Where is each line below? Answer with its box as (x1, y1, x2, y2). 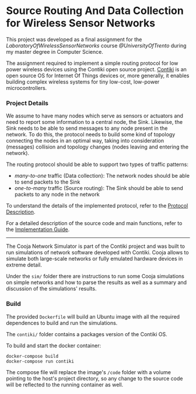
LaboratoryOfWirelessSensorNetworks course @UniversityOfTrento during (6, 42, 187, 49)
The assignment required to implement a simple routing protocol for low (6, 60, 178, 67)
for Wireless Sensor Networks (6, 16, 156, 30)
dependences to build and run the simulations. (6, 319, 118, 326)
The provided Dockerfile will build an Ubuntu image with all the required (6, 313, 180, 320)
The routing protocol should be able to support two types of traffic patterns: (6, 161, 188, 168)
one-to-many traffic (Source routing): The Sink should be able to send (14, 185, 184, 192)
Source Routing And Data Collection (6, 4, 184, 18)
